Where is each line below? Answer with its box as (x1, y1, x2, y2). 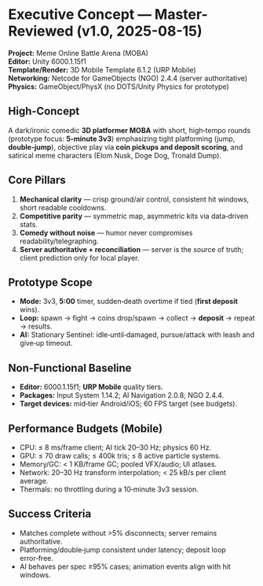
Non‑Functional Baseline (8, 361, 132, 375)
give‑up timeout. (19, 339, 73, 348)
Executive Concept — (8, 6, 152, 24)
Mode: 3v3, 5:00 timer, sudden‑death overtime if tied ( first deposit (19, 297, 238, 306)
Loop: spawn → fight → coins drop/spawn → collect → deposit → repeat (19, 313, 255, 323)
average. (19, 477, 49, 485)
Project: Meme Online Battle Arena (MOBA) (8, 48, 149, 57)
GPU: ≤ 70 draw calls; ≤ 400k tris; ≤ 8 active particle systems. (19, 451, 221, 460)
